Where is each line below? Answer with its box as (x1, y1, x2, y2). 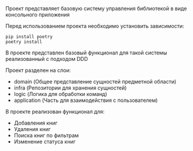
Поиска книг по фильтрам (13, 132, 79, 139)
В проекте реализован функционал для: (5, 108, 105, 115)
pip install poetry (5, 34, 53, 40)
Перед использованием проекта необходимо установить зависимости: (5, 23, 184, 29)
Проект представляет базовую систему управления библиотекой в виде (5, 5, 187, 12)
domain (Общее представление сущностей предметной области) (13, 78, 177, 85)
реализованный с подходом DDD (5, 56, 88, 62)
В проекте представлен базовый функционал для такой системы (5, 49, 167, 56)
